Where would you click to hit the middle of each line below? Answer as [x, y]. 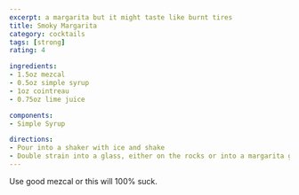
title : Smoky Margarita [53, 26]
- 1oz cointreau [39, 91]
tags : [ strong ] [37, 42]
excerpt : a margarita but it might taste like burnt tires [121, 17]
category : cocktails [48, 34]
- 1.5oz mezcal [37, 75]
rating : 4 [28, 51]
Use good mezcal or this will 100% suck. [84, 181]
